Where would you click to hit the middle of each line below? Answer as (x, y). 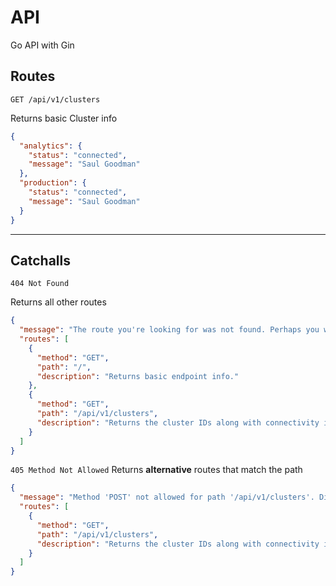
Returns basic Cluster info (64, 118)
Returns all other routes (58, 302)
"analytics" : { (51, 146)
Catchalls (40, 260)
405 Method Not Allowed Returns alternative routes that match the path (156, 470)
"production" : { (53, 183)
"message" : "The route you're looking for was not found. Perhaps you (169, 330)
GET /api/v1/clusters (55, 99)
